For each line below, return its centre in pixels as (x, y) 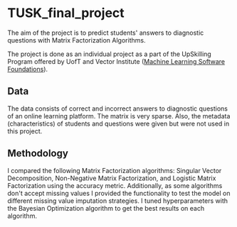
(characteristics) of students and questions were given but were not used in (118, 123)
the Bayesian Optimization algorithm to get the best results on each (106, 208)
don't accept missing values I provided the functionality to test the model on (119, 193)
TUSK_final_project (66, 13)
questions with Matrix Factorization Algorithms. (77, 40)
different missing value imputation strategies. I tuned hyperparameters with (118, 201)
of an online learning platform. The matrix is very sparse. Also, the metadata (119, 116)
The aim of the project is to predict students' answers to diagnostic (106, 33)
